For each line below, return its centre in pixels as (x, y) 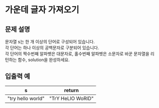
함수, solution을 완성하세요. (44, 60)
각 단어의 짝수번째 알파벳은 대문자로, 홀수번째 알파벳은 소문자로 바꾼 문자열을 (77, 54)
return (71, 90)
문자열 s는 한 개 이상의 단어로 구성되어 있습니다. (50, 42)
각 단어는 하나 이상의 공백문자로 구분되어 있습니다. (52, 48)
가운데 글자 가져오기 (42, 10)
